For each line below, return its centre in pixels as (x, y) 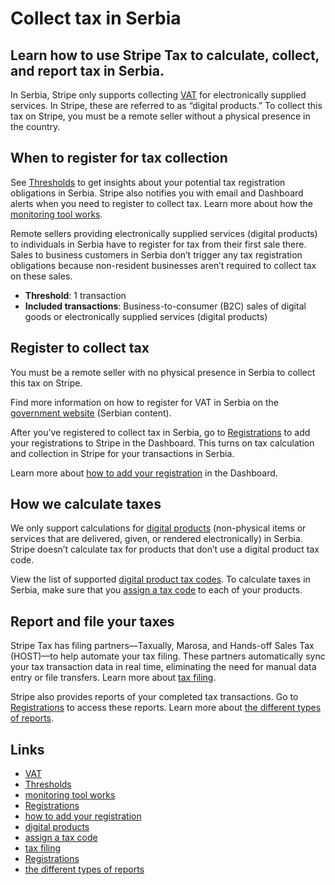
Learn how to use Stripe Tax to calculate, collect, (165, 55)
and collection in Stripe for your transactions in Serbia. (122, 453)
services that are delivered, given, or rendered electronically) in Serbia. (156, 539)
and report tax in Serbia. (87, 70)
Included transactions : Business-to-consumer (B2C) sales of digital (165, 306)
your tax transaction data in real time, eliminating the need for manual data (163, 667)
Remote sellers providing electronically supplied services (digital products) (164, 233)
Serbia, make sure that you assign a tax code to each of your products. (156, 590)
